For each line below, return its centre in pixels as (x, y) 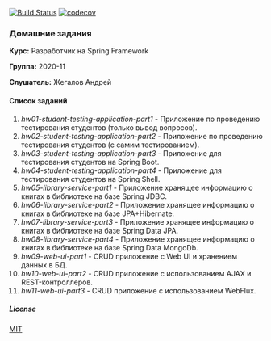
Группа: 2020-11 (37, 67)
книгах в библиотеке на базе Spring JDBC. (94, 196)
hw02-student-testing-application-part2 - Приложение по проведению (142, 136)
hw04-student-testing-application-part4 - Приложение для (121, 170)
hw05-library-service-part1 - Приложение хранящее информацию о (137, 187)
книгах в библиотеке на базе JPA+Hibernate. (98, 213)
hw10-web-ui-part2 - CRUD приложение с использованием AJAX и (136, 273)
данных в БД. (44, 265)
